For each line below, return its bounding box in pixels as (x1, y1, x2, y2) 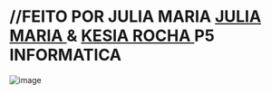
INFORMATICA (9, 45, 122, 65)
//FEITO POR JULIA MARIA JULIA (9, 6, 262, 27)
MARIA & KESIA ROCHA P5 (9, 25, 215, 46)
